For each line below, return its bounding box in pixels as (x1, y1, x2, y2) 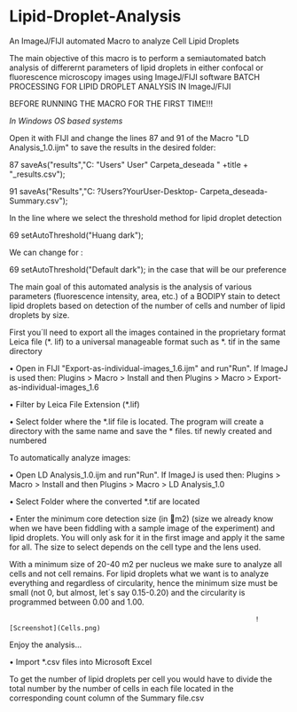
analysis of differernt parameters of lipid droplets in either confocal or (9, 62, 264, 73)
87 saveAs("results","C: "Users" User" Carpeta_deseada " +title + (9, 159, 248, 170)
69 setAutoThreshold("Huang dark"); (9, 229, 145, 241)
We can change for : (9, 247, 83, 257)
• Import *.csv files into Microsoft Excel (9, 656, 152, 667)
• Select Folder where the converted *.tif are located (9, 495, 200, 507)
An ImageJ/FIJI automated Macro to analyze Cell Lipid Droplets (9, 36, 239, 46)
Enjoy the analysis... (9, 639, 82, 650)
